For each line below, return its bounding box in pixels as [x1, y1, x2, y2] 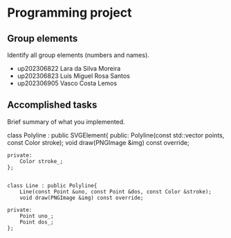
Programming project [7, 5, 132, 21]
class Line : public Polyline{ [7, 182, 98, 189]
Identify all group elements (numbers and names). [7, 51, 150, 59]
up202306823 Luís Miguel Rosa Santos [17, 71, 130, 80]
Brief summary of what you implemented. [7, 117, 126, 126]
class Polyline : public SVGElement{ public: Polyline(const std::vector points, [7, 130, 225, 139]
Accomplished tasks [7, 99, 98, 111]
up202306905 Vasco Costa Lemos [17, 79, 118, 87]
